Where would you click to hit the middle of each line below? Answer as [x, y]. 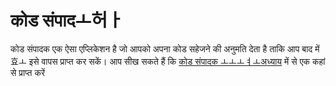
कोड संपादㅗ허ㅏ [67, 20]
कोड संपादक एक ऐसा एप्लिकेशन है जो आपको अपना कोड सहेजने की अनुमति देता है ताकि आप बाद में [165, 48]
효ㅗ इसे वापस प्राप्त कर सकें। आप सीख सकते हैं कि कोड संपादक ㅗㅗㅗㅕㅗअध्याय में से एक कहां [168, 61]
